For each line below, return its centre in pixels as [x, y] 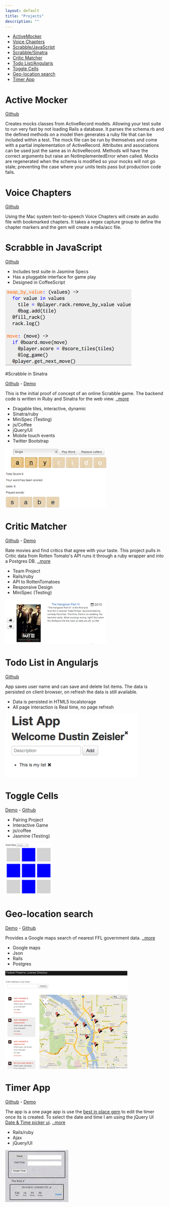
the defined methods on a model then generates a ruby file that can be [79, 135]
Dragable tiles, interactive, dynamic [49, 409]
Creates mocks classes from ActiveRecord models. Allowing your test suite [83, 124]
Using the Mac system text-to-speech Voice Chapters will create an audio [82, 217]
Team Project [26, 571]
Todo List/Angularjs [33, 63]
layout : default [22, 11]
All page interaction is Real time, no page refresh [63, 707]
